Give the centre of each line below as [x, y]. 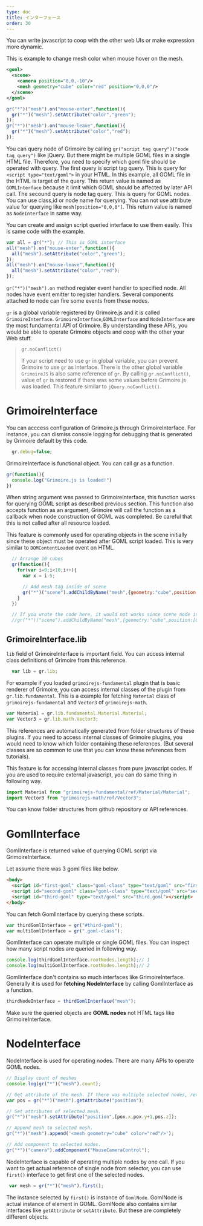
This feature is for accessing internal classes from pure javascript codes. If [99, 768]
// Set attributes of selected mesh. [54, 1111]
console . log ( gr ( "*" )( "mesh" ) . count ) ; [54, 1083]
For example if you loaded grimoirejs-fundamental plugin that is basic [93, 682]
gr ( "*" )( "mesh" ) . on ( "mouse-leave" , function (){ [66, 126]
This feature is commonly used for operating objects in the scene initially [97, 535]
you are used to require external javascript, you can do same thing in [92, 775]
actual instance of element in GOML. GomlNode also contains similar [92, 1204]
